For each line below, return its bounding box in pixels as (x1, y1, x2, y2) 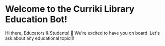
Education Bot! (5, 14, 68, 25)
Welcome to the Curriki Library (5, 3, 135, 15)
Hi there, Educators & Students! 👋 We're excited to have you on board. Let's (5, 30, 160, 36)
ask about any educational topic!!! (5, 35, 75, 41)
